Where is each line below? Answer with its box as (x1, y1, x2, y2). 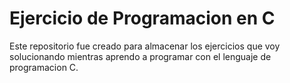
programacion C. (9, 61, 79, 73)
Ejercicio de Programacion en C (9, 7, 276, 30)
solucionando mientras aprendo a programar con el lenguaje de (9, 50, 272, 62)
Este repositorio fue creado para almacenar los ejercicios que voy (9, 40, 281, 52)
